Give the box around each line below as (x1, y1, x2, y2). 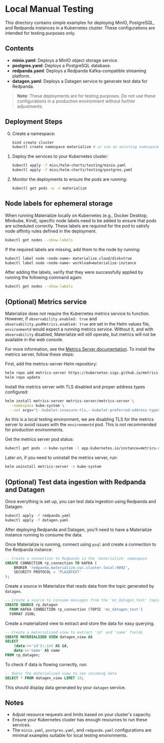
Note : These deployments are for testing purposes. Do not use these (17, 93, 156, 99)
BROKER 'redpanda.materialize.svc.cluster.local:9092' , (14, 565, 130, 570)
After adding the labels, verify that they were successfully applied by (5, 269, 143, 275)
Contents (5, 44, 34, 52)
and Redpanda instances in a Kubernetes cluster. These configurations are (5, 25, 155, 30)
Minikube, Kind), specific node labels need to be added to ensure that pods (5, 217, 157, 224)
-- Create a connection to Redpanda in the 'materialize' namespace (5, 556, 147, 561)
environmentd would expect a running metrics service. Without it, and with (5, 326, 154, 332)
